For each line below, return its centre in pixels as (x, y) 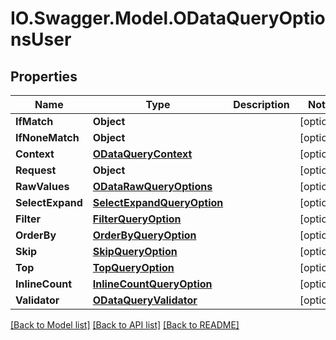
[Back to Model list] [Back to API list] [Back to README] (125, 325)
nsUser (41, 39)
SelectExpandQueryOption (158, 202)
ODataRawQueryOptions (152, 186)
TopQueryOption (133, 267)
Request (36, 170)
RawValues (42, 186)
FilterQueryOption (137, 219)
